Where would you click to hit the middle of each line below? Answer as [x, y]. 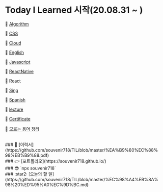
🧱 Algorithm [17, 24]
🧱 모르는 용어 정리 [22, 129]
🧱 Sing [12, 90]
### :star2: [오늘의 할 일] [29, 174]
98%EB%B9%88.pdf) [27, 155]
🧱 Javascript [18, 62]
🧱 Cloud [13, 43]
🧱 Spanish [15, 100]
